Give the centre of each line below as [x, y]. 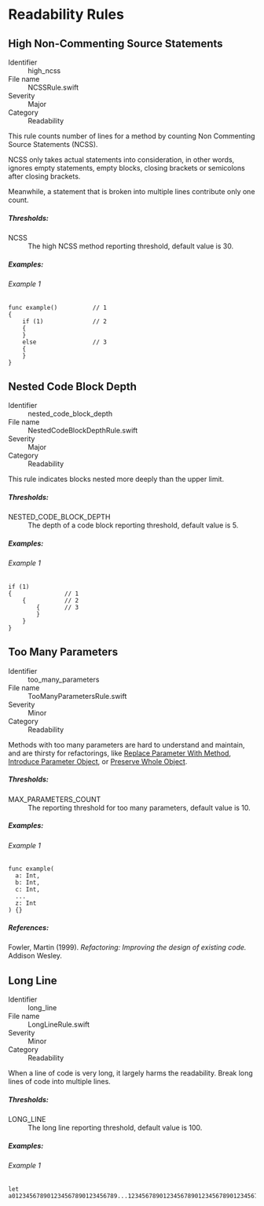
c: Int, [28, 890]
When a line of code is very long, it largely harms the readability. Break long [130, 1073]
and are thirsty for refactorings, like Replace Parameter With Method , [120, 753]
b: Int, [28, 883]
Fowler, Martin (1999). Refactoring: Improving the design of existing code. [127, 947]
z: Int [26, 903]
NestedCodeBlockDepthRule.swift [83, 431]
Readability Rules [66, 15]
